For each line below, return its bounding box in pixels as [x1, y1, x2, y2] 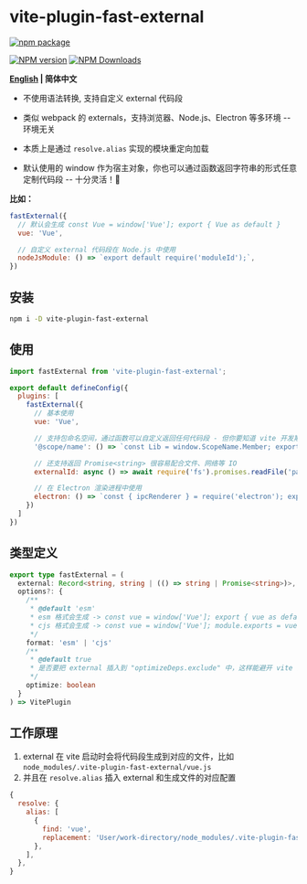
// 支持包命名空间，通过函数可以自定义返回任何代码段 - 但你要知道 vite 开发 [33, 433, 294, 442]
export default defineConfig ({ [9, 383, 129, 392]
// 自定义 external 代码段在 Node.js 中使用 [17, 245, 176, 254]
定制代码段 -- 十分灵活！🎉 [22, 174, 121, 185]
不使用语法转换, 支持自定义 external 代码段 [22, 92, 184, 103]
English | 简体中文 [9, 73, 78, 84]
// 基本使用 [33, 409, 74, 418]
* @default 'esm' [29, 604, 96, 613]
